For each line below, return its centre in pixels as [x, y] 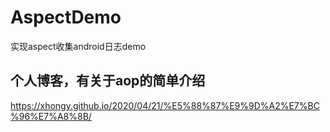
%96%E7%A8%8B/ [51, 116]
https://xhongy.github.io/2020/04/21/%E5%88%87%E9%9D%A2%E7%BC [165, 105]
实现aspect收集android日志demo [78, 46]
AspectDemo [66, 17]
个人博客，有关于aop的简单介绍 [108, 81]
